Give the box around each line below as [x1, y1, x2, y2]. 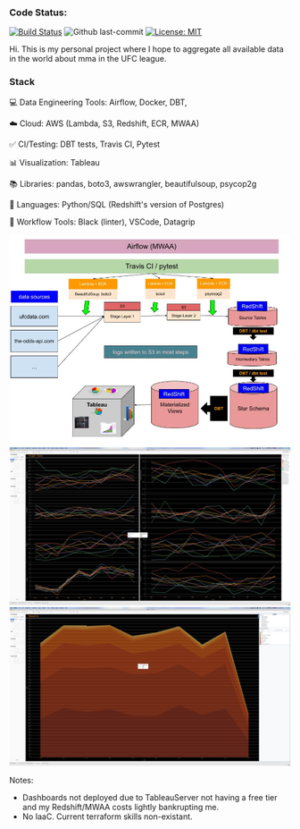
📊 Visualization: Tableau [9, 156, 100, 167]
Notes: [9, 774, 34, 785]
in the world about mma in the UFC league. [9, 54, 167, 64]
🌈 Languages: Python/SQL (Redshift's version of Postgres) [9, 199, 225, 209]
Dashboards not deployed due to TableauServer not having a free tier [21, 791, 279, 802]
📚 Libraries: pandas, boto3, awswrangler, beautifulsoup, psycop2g [9, 178, 257, 189]
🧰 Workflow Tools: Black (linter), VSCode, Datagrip [9, 216, 196, 227]
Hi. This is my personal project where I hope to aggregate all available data [9, 44, 284, 55]
